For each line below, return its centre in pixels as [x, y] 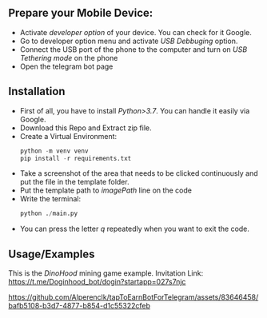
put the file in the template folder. [74, 182]
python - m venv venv [54, 151]
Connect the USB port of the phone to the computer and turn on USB [133, 49]
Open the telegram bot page [66, 66]
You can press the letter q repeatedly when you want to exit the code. [135, 229]
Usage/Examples [52, 254]
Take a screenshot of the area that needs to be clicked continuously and [139, 173]
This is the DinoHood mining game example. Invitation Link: [106, 273]
